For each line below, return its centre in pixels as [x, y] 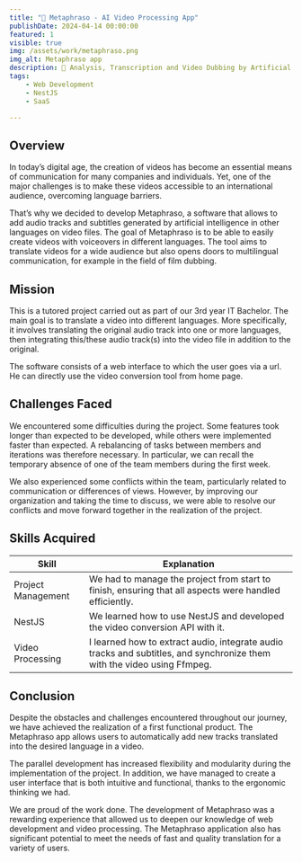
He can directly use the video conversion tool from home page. [126, 376]
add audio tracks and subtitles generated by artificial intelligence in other [145, 223]
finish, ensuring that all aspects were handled [184, 590]
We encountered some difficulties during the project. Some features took [145, 426]
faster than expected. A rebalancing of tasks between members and [135, 445]
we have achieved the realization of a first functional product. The [131, 727]
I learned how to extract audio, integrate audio [186, 642]
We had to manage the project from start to [180, 579]
